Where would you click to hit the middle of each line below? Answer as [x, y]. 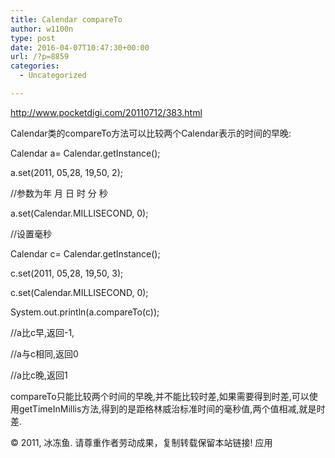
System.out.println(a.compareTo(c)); [85, 312]
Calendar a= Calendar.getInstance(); [85, 153]
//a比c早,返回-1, [42, 332]
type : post [33, 38]
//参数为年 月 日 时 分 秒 [59, 193]
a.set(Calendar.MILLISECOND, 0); [79, 213]
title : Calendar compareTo [66, 19]
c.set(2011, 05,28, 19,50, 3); [67, 273]
